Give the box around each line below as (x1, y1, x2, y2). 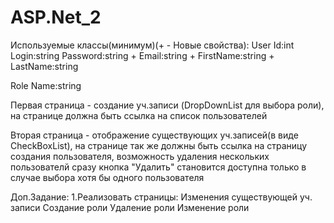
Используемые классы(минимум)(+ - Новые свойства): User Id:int (10, 39, 295, 51)
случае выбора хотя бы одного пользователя (10, 171, 205, 183)
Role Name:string (10, 79, 82, 91)
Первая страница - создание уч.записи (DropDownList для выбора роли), (10, 99, 325, 111)
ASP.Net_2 (10, 6, 102, 29)
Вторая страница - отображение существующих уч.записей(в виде (10, 129, 299, 141)
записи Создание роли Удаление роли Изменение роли (10, 201, 250, 213)
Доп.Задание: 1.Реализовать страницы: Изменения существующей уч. (10, 191, 313, 203)
